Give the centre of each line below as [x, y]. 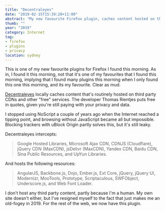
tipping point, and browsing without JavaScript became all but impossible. [80, 119]
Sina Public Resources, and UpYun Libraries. [62, 154]
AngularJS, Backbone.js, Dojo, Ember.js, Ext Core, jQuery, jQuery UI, [86, 173]
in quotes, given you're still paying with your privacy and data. [68, 105]
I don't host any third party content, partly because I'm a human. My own [79, 193]
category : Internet [25, 32]
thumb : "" [15, 23]
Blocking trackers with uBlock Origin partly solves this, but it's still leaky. [78, 125]
